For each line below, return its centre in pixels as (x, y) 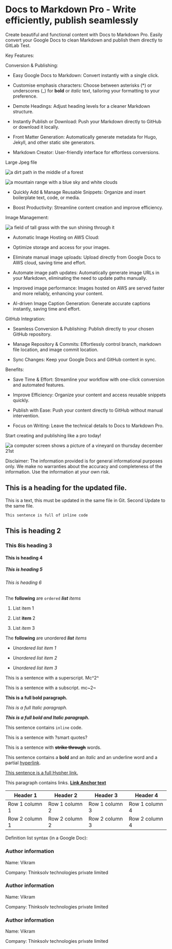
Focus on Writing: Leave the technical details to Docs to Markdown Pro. (88, 425)
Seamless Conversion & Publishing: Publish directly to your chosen (83, 328)
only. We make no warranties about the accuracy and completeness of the (84, 466)
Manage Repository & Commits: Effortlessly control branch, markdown (87, 344)
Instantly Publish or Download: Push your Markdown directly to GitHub (87, 121)
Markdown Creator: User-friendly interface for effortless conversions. (86, 152)
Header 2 (66, 796)
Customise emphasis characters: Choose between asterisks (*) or (82, 85)
